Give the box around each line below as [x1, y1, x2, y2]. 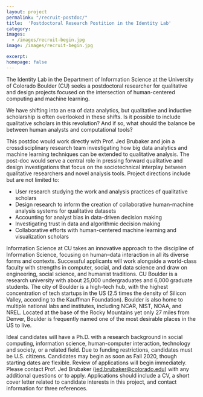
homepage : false [6, 59, 47, 65]
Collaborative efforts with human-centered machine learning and [14, 226, 177, 233]
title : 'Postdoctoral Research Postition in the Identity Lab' [6, 20, 172, 26]
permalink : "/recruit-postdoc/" [6, 15, 88, 21]
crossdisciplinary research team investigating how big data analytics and [6, 144, 188, 151]
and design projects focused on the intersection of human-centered [6, 88, 175, 95]
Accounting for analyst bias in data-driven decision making [14, 213, 162, 221]
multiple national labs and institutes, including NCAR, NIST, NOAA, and [6, 302, 182, 309]
